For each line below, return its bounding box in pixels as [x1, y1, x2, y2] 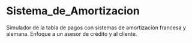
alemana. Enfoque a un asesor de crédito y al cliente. [6, 30, 137, 37]
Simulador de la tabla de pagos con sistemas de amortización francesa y [6, 24, 186, 31]
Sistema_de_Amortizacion [6, 4, 140, 18]
